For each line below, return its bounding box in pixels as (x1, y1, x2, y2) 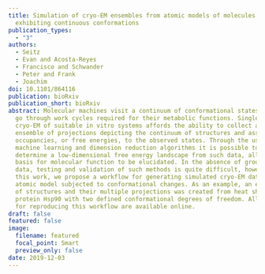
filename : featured (15, 232, 80, 240)
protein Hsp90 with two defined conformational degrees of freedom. (15, 195, 245, 203)
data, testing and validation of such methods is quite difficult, (15, 166, 242, 174)
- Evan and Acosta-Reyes (15, 56, 97, 64)
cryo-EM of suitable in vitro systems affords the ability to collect (15, 122, 252, 129)
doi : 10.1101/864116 (8, 84, 77, 93)
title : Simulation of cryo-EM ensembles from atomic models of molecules (8, 11, 256, 20)
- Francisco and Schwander (15, 63, 104, 71)
